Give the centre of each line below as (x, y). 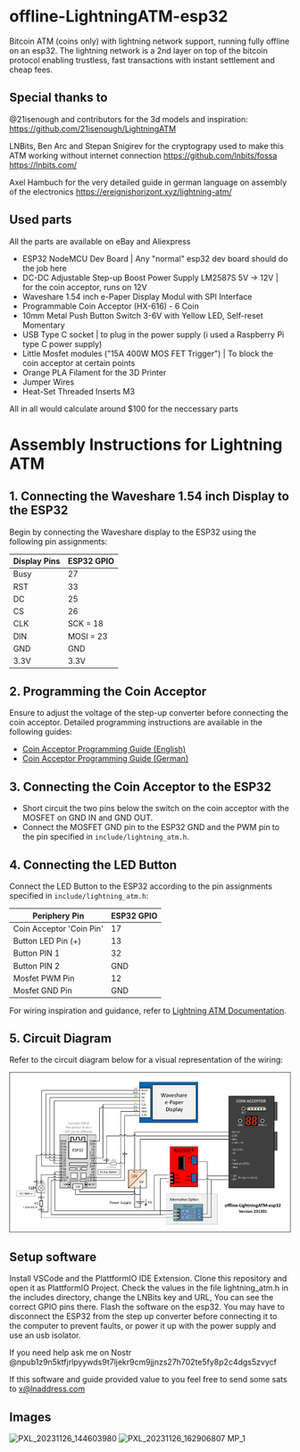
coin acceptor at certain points (79, 362)
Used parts (41, 220)
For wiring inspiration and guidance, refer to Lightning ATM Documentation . (148, 1010)
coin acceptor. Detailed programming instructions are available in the (136, 722)
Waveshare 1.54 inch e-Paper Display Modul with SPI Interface (137, 296)
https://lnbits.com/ (43, 165)
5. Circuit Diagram (60, 1038)
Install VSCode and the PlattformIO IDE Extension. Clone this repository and (148, 1279)
